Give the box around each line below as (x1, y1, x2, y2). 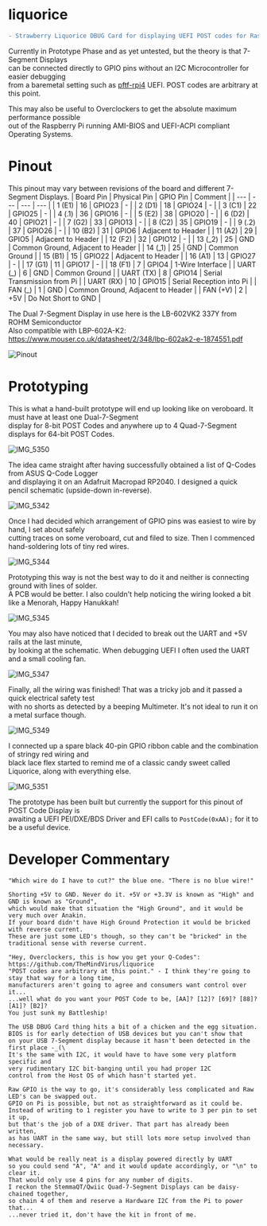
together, (37, 1189, 69, 1198)
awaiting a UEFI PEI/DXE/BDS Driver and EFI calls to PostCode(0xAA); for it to (8, 814, 259, 823)
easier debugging (8, 72, 66, 81)
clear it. (8, 1169, 41, 1177)
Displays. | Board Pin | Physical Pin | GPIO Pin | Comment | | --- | (39, 192, 251, 201)
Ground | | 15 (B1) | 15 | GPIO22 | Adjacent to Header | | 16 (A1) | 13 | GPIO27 (8, 251, 256, 260)
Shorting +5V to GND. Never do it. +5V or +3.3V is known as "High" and (8, 890, 254, 898)
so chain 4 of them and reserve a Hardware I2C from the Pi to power (8, 1197, 244, 1205)
